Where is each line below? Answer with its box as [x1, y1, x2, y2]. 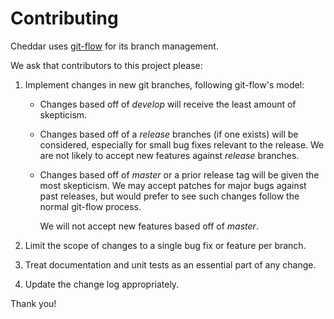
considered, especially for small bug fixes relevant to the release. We [39, 138, 325, 151]
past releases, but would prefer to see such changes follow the [39, 190, 300, 202]
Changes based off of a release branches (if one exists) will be [39, 128, 299, 140]
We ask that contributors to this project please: [10, 59, 203, 71]
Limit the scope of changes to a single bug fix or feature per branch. [24, 239, 307, 251]
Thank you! [10, 297, 57, 309]
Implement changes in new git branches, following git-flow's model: [24, 78, 305, 91]
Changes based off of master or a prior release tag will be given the [39, 168, 320, 181]
